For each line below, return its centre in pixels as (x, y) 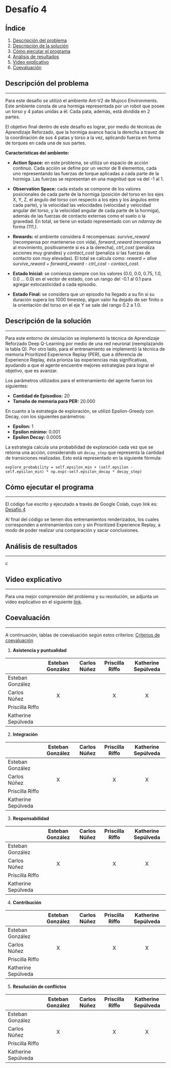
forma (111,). (25, 226)
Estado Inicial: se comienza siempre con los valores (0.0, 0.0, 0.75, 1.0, (87, 273)
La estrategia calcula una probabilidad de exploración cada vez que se (79, 447)
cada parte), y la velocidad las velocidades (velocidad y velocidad (82, 205)
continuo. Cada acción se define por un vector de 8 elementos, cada (84, 168)
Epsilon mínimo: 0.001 (36, 432)
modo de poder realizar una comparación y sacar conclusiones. (72, 530)
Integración (25, 734)
